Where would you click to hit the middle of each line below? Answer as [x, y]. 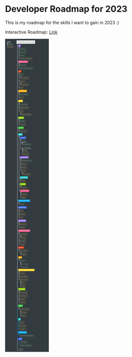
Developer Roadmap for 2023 [66, 9]
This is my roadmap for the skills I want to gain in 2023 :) [62, 22]
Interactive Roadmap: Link [31, 32]
